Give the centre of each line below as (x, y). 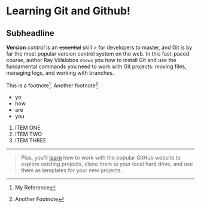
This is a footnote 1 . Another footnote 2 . (53, 85)
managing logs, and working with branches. (60, 73)
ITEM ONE (28, 127)
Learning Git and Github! (68, 11)
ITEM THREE (31, 140)
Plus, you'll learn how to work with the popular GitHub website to (101, 157)
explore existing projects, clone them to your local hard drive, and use (107, 164)
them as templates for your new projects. (71, 170)
